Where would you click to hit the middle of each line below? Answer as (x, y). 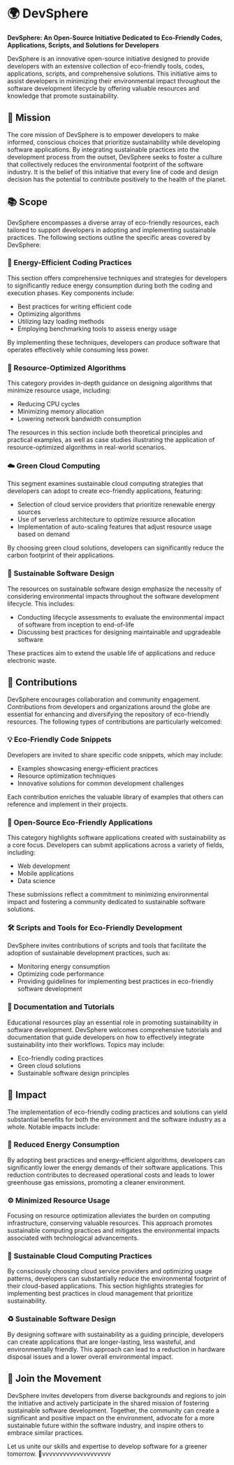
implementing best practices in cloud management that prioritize (100, 1294)
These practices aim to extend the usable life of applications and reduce (111, 653)
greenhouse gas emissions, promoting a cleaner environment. (96, 1182)
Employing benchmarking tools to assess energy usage (97, 329)
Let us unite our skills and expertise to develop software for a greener (107, 1446)
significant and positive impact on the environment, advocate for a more (111, 1417)
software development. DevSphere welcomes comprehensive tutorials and (115, 1029)
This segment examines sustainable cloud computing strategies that (105, 484)
